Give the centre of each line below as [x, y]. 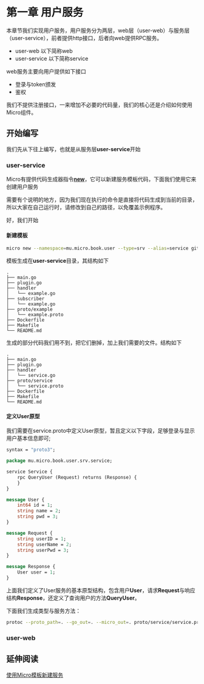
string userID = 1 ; [42, 539]
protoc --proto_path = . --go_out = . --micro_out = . [69, 622]
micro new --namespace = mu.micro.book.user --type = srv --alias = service [97, 249]
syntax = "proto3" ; [31, 450]
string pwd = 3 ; [38, 516]
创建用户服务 [22, 187]
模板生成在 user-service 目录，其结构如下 [58, 261]
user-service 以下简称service [52, 58]
